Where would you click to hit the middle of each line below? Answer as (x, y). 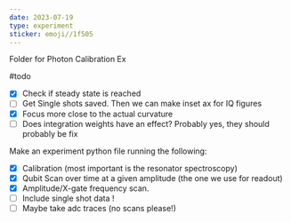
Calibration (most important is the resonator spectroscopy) (130, 168)
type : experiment (41, 26)
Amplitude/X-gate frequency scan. (85, 188)
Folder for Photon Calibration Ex (68, 59)
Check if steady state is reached (81, 93)
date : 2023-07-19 (41, 17)
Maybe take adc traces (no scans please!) (99, 208)
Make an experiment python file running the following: (108, 151)
